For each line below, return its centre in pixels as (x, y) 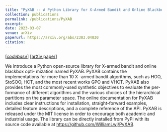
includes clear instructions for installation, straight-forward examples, (76, 103)
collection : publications (32, 14)
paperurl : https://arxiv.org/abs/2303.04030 (52, 38)
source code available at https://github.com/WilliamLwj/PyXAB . (70, 124)
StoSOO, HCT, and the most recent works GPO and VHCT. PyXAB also (77, 82)
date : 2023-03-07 (23, 28)
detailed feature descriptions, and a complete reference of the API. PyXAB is (83, 108)
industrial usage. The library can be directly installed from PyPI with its (78, 119)
